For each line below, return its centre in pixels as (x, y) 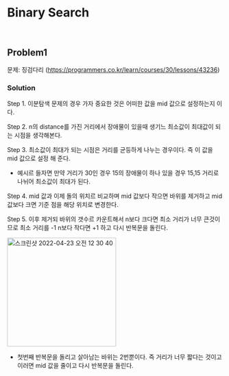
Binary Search (48, 13)
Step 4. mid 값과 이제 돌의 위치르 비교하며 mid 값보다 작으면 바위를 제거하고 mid (115, 196)
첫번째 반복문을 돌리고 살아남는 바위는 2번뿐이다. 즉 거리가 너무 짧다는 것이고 (119, 357)
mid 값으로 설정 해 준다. (39, 158)
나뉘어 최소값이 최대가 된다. (54, 181)
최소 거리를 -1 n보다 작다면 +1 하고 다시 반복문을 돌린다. (94, 228)
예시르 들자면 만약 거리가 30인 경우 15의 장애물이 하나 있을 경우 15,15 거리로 (118, 173)
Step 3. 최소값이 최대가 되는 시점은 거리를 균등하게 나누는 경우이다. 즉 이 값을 (110, 150)
